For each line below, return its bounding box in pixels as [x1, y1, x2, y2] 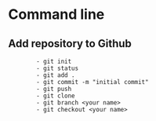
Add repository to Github [8, 37, 132, 50]
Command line [8, 5, 105, 24]
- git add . [36, 71, 76, 79]
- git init [36, 57, 72, 65]
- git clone [36, 92, 76, 100]
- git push [36, 85, 72, 93]
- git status [36, 64, 79, 72]
